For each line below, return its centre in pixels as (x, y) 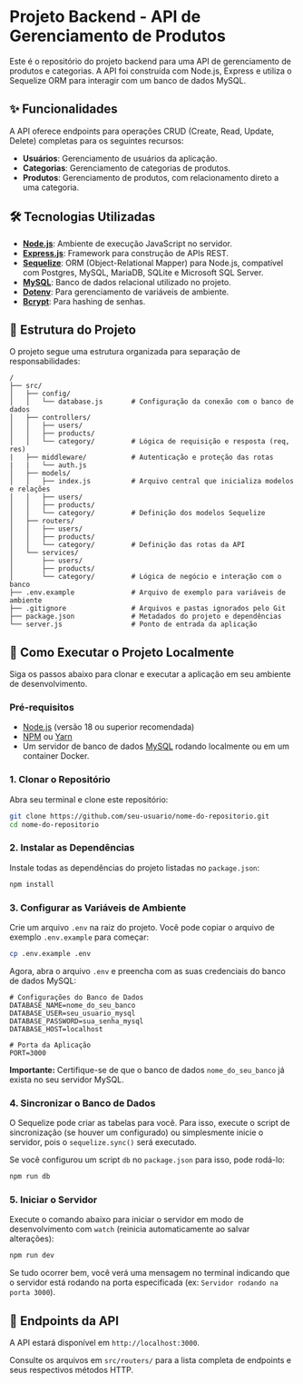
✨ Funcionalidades (64, 110)
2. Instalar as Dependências (72, 848)
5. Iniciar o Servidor (54, 1200)
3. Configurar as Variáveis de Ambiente (98, 908)
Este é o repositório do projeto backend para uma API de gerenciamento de (151, 61)
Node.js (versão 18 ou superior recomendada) (108, 727)
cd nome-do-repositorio (54, 824)
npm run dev (32, 1256)
